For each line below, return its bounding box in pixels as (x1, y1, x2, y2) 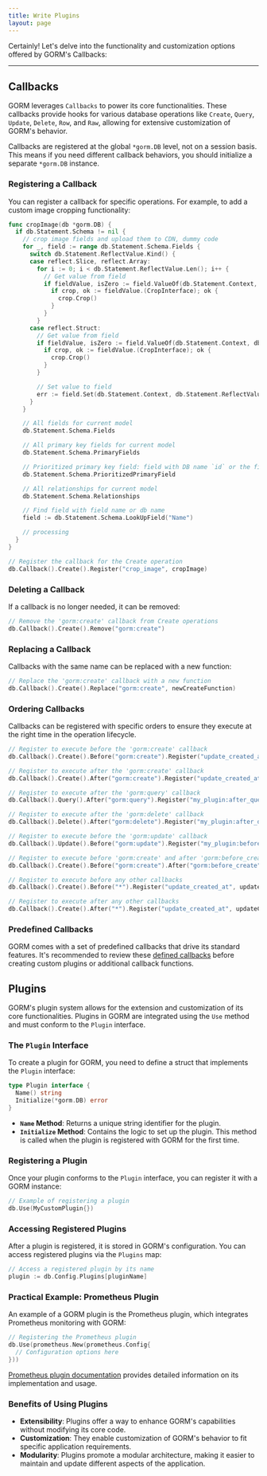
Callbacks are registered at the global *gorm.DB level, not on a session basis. (8, 142, 257, 151)
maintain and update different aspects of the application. (19, 1458, 206, 1469)
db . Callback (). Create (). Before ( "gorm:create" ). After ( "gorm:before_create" (8, 861, 261, 869)
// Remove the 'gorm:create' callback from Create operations (8, 617, 219, 625)
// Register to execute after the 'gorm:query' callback (8, 789, 201, 797)
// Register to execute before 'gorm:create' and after (8, 853, 197, 862)
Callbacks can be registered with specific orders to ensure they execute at (8, 721, 252, 731)
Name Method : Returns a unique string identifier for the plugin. (19, 1118, 221, 1127)
